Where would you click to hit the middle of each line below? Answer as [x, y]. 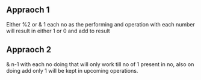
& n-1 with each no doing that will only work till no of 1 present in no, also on [100, 64]
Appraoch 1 [28, 10]
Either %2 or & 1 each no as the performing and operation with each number [101, 24]
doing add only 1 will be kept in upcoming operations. [72, 70]
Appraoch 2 [29, 50]
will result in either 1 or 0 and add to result [58, 31]
